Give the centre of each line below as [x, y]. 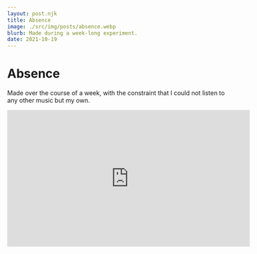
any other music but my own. [48, 101]
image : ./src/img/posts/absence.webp [62, 26]
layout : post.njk [32, 14]
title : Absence [29, 20]
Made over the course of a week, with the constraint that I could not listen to [116, 93]
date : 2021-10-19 [32, 40]
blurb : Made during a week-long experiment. [72, 33]
